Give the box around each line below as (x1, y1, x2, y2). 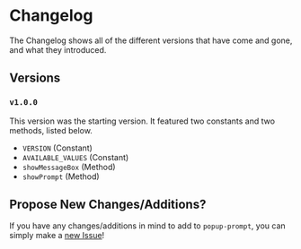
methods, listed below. (9, 124, 93, 135)
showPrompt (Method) (22, 171, 101, 182)
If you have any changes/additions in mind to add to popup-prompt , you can (9, 220, 286, 231)
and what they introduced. (9, 44, 107, 55)
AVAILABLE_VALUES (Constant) (22, 151, 129, 162)
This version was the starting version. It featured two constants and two (9, 116, 276, 126)
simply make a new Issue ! (9, 230, 105, 241)
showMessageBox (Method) (22, 161, 116, 172)
